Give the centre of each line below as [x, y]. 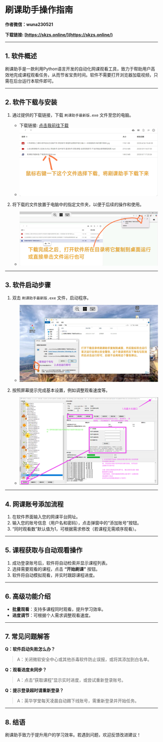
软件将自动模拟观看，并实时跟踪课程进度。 [55, 575]
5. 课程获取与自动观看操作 [44, 550]
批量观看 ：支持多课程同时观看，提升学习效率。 [59, 609]
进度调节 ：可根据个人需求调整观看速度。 [52, 615]
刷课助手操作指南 [39, 10]
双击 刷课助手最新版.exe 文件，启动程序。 [51, 298]
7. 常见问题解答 [27, 636]
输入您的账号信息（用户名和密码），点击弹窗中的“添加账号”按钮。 [77, 523]
